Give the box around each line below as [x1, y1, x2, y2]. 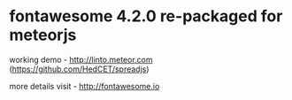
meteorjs [9, 25, 77, 45]
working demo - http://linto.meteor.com [9, 54, 153, 65]
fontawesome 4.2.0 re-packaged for [9, 6, 283, 27]
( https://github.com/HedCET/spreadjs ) [9, 64, 150, 74]
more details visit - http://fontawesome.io [9, 81, 160, 91]
